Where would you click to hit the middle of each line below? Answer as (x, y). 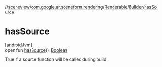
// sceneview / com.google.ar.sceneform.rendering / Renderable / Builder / (75, 7)
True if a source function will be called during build (56, 59)
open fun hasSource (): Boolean (36, 50)
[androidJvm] (19, 45)
